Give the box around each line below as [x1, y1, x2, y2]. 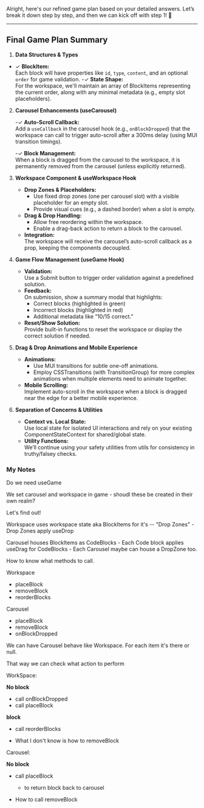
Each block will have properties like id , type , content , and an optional [15, 69, 188, 76]
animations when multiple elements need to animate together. [33, 375, 188, 382]
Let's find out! [6, 509, 41, 517]
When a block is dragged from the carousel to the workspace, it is [15, 156, 180, 163]
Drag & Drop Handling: [24, 212, 82, 219]
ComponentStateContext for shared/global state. [24, 430, 146, 438]
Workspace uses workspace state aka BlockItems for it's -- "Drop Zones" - [6, 521, 194, 528]
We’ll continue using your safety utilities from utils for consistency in [24, 443, 195, 451]
